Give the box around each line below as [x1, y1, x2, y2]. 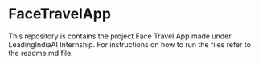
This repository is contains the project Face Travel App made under [8, 31, 232, 41]
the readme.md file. [8, 48, 74, 58]
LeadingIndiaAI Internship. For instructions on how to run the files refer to [8, 39, 252, 49]
